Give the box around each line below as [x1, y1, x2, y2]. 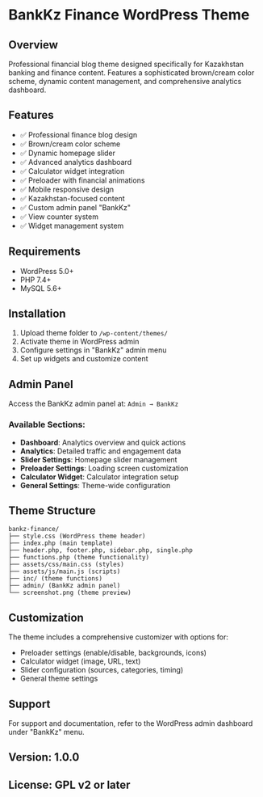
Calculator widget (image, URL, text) [19, 656, 141, 666]
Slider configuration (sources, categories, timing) [19, 665, 184, 675]
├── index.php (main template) [8, 539, 114, 547]
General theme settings [19, 673, 98, 684]
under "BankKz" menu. [8, 727, 85, 736]
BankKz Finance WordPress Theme [8, 6, 250, 24]
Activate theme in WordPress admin [19, 337, 140, 347]
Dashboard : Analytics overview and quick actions [19, 437, 186, 447]
